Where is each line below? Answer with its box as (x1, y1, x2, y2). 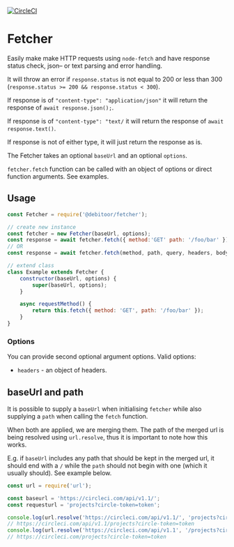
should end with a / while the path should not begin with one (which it (7, 461, 208, 470)
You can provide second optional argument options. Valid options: (7, 352, 196, 361)
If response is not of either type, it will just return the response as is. (7, 137, 203, 146)
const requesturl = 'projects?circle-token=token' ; (7, 501, 160, 509)
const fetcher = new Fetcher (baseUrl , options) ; (7, 230, 151, 237)
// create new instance (7, 223, 77, 230)
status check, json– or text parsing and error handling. (7, 61, 162, 70)
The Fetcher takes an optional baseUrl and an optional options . (7, 151, 188, 160)
